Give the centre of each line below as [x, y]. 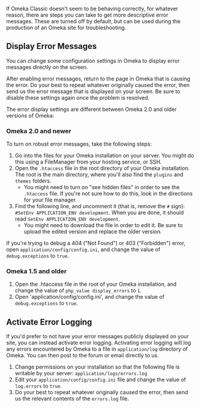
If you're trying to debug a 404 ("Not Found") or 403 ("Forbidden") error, [96, 243]
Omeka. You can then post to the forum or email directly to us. [83, 356]
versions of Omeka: [30, 115]
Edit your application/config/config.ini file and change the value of [100, 380]
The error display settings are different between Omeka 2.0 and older [92, 109]
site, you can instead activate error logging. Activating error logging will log [99, 343]
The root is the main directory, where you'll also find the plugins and [99, 175]
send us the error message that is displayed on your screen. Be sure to [93, 91]
